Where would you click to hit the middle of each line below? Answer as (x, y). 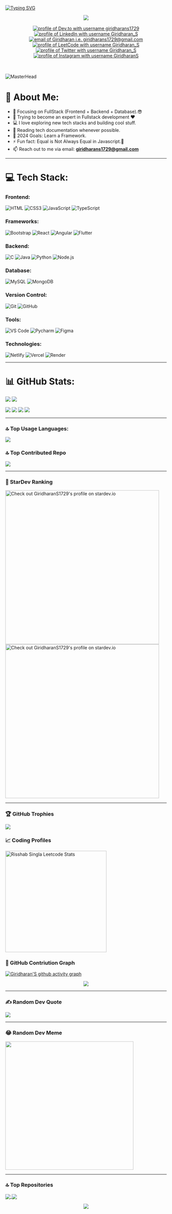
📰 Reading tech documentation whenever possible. (66, 130)
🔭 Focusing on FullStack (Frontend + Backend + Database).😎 (77, 111)
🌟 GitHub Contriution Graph (40, 962)
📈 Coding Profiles (28, 840)
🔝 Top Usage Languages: (37, 429)
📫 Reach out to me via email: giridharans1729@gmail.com (76, 149)
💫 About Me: (32, 97)
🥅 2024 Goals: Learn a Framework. (49, 136)
